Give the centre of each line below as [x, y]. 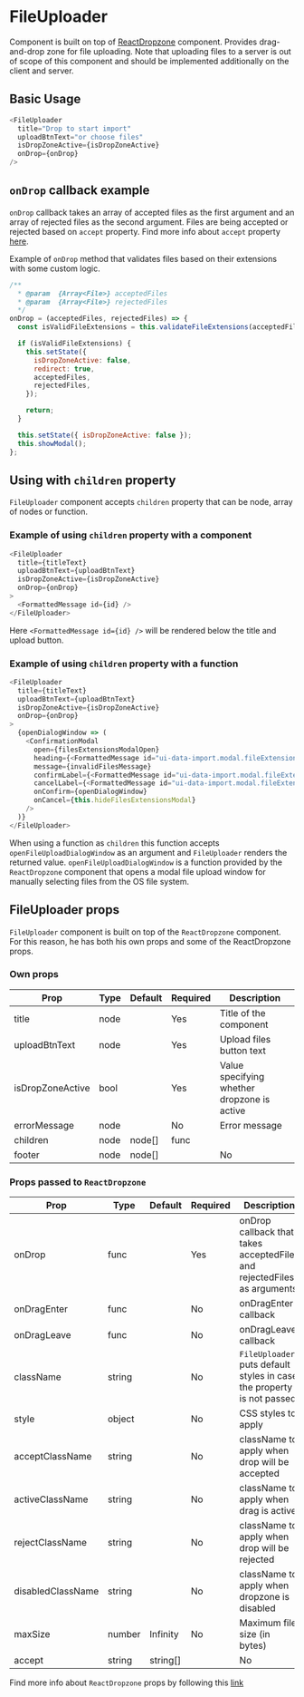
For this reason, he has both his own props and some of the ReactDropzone [150, 941]
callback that [266, 1232]
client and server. [42, 71]
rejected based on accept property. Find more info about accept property [145, 231]
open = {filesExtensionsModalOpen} [96, 750]
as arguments [268, 1289]
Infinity [164, 1634]
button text [243, 1051]
